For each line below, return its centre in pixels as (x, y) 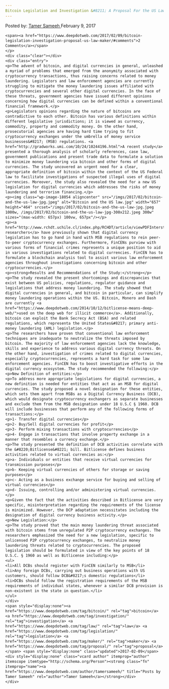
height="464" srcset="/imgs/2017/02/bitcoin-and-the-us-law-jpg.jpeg (80, 207)
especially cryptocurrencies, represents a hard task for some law (77, 358)
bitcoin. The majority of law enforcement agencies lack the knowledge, (83, 343)
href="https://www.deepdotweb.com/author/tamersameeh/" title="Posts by (83, 671)
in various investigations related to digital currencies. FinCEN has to (84, 252)
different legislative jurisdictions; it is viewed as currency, (75, 121)
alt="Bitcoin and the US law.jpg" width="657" (111, 202)
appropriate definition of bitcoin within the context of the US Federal (84, 172)
